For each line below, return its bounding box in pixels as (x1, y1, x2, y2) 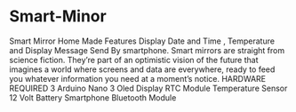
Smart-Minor (9, 6, 107, 27)
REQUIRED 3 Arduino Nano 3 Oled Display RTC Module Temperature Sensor (9, 83, 288, 93)
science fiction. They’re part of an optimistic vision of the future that (9, 54, 259, 65)
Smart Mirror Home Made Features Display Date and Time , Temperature (9, 36, 276, 46)
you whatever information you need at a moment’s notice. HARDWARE (9, 73, 267, 84)
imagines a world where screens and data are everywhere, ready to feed (9, 64, 276, 75)
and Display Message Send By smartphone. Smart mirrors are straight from (9, 44, 285, 55)
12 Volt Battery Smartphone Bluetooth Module (9, 92, 177, 103)
